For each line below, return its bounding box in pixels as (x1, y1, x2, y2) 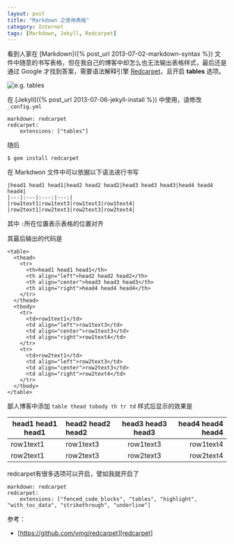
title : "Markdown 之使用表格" (7, 17, 90, 24)
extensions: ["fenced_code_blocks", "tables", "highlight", (19, 496, 198, 503)
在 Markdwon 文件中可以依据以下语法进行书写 (7, 168, 139, 177)
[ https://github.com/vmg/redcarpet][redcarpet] (17, 529, 153, 538)
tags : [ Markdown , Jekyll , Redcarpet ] (7, 29, 117, 37)
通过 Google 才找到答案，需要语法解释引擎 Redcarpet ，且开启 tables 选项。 (7, 67, 225, 75)
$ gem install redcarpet (7, 155, 79, 162)
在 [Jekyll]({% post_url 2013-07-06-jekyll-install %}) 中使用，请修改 (7, 96, 202, 104)
